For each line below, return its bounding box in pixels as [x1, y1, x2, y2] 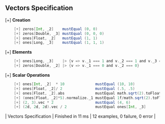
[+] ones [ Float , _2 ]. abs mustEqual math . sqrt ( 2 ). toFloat [14, 91, 162, 95]
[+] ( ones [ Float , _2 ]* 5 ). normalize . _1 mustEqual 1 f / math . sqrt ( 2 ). [14, 95, 153, 100]
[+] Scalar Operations [5, 72, 50, 78]
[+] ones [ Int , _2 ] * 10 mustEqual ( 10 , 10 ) [14, 82, 135, 87]
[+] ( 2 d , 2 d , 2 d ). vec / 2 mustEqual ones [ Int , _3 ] [14, 104, 146, 110]
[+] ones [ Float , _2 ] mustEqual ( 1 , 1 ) [14, 35, 98, 41]
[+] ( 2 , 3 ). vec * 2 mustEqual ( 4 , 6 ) [14, 100, 131, 105]
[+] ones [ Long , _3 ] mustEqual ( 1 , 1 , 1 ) [14, 40, 105, 45]
